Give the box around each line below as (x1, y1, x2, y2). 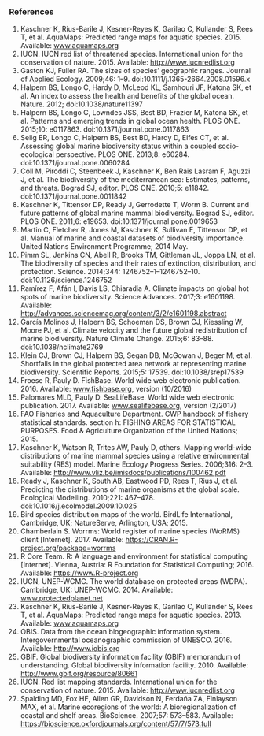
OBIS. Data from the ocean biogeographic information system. (20, 627, 222, 637)
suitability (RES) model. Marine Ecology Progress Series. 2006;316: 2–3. (20, 459, 254, 469)
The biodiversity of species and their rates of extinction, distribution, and (20, 258, 256, 268)
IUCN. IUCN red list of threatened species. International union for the (20, 50, 244, 59)
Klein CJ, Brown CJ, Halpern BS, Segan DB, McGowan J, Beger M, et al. (20, 351, 253, 360)
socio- (218, 141, 240, 151)
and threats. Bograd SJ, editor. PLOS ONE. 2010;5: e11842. (20, 184, 210, 193)
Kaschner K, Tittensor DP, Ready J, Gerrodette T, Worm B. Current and (20, 200, 250, 210)
